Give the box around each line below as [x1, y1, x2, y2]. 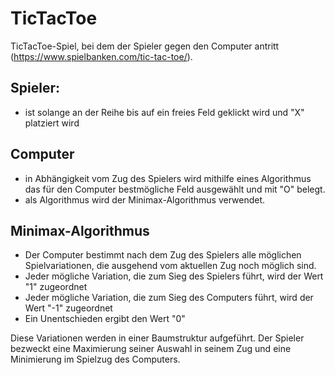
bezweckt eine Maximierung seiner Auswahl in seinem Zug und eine [10, 343, 292, 355]
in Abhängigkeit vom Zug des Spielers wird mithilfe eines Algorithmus [24, 172, 312, 184]
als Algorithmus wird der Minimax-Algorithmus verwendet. [24, 193, 266, 206]
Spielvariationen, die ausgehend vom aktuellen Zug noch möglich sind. [24, 260, 317, 272]
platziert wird [24, 117, 80, 129]
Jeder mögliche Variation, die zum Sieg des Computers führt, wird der [24, 292, 314, 304]
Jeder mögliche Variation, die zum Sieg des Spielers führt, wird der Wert [24, 270, 324, 282]
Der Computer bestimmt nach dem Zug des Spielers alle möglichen [24, 249, 302, 261]
